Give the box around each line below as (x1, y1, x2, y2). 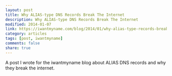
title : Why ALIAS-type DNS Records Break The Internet (5, 12, 125, 17)
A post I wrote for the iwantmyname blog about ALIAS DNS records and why (5, 59, 166, 65)
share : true (5, 45, 31, 50)
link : (5, 27, 17, 32)
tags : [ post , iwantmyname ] (5, 36, 63, 41)
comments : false (5, 41, 40, 46)
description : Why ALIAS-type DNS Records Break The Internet (5, 17, 139, 22)
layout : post (5, 7, 33, 13)
